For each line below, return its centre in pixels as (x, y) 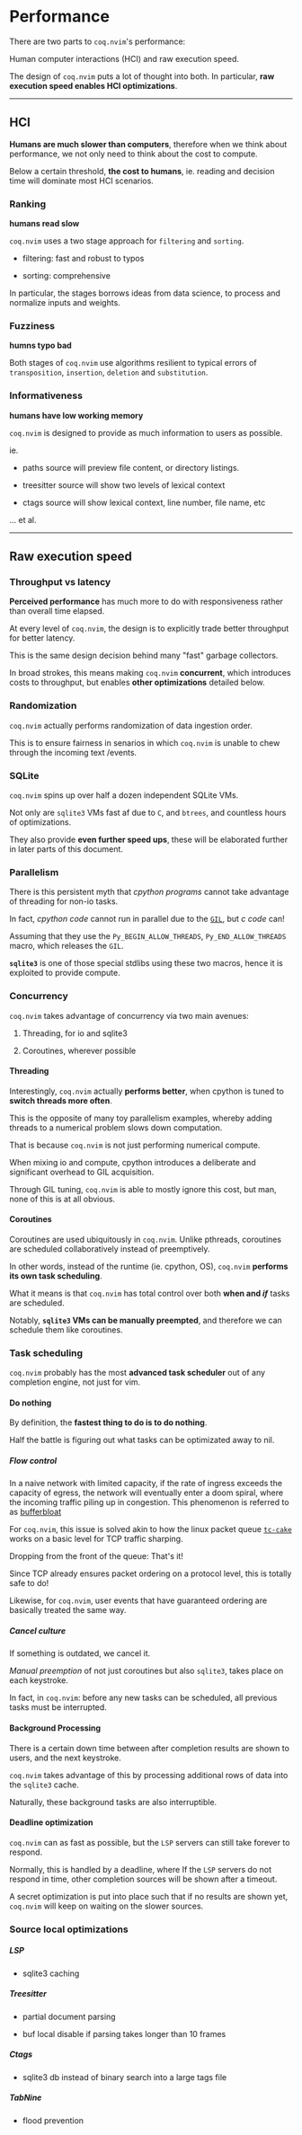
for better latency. (42, 638)
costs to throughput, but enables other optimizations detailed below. (137, 682)
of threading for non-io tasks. (64, 901)
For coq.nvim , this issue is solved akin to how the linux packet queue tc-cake (151, 1529)
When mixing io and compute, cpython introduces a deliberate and (133, 1162)
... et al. (23, 519)
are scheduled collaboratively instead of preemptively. (110, 1249)
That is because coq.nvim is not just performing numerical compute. (135, 1145)
